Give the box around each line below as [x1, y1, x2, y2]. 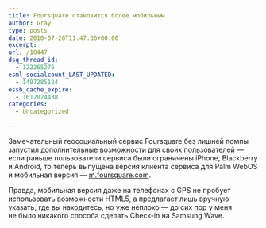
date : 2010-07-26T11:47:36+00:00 [8, 33, 119, 42]
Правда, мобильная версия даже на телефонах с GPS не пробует [8, 186, 231, 195]
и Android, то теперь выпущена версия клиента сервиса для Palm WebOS [8, 162, 258, 171]
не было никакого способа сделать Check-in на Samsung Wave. [8, 211, 225, 220]
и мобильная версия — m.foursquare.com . [8, 170, 152, 180]
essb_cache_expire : [8, 85, 73, 94]
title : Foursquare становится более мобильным [8, 11, 165, 20]
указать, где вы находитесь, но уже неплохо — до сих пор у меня [8, 203, 233, 211]
